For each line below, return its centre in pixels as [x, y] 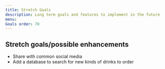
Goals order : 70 [22, 24]
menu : [11, 19]
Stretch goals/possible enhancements [67, 44]
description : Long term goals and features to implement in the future [82, 15]
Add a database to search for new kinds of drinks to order [73, 62]
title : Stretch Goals [28, 10]
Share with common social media [47, 56]
